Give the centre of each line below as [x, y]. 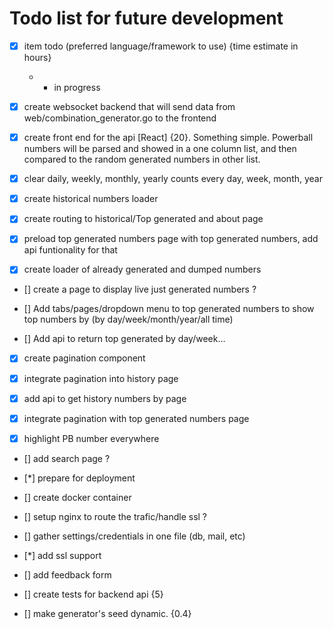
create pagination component [84, 358]
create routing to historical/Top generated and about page [143, 219]
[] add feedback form [67, 574]
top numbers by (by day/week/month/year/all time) [128, 319]
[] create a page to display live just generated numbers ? [140, 289]
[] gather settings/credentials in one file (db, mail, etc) [134, 536]
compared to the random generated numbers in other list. [142, 159]
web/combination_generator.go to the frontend [120, 118]
